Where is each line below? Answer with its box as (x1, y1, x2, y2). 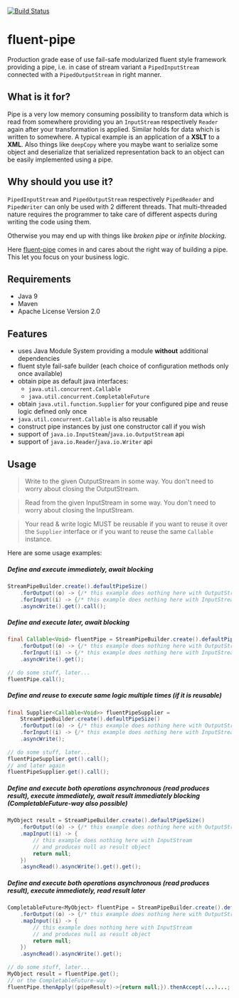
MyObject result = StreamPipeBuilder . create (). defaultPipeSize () (7, 817, 205, 824)
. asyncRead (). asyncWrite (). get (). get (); (20, 863, 142, 871)
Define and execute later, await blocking (7, 618, 130, 626)
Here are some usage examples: (7, 549, 102, 557)
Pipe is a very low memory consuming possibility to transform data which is (7, 110, 229, 118)
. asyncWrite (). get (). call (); (20, 602, 107, 610)
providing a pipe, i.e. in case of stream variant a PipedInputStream (7, 63, 200, 71)
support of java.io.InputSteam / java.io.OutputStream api (17, 430, 185, 438)
